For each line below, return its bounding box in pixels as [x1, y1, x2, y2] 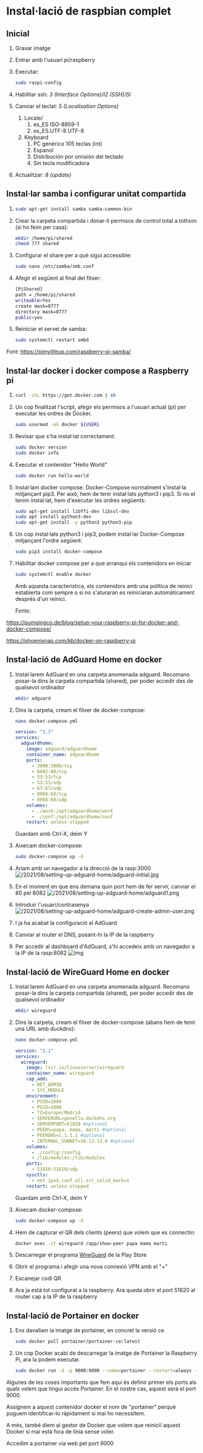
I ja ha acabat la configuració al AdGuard [15, 920, 117, 927]
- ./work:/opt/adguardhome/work [31, 808, 113, 814]
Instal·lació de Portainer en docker [6, 1310, 139, 1321]
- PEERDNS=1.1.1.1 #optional [31, 1132, 105, 1139]
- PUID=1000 [31, 1099, 62, 1105]
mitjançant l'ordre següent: [15, 537, 83, 544]
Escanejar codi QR [15, 1275, 62, 1282]
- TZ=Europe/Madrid [31, 1109, 81, 1116]
